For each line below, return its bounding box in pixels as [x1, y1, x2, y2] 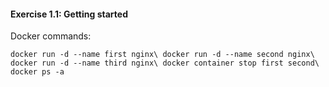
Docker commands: [10, 30, 92, 42]
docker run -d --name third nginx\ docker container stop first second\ [10, 58, 320, 69]
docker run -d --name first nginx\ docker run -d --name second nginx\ [10, 50, 315, 60]
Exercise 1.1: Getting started [10, 8, 128, 20]
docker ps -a [10, 67, 65, 77]
